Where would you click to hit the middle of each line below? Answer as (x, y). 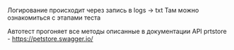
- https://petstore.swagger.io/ (50, 39)
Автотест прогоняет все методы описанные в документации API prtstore (117, 31)
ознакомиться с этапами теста (54, 18)
